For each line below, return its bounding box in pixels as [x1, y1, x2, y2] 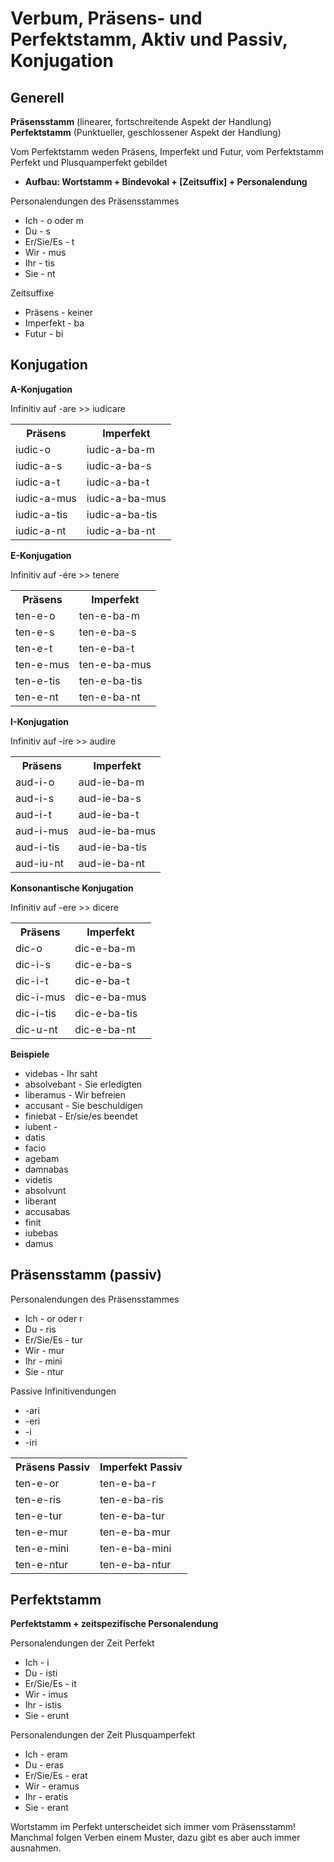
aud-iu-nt [15, 856, 65, 870]
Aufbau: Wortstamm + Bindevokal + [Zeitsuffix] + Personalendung [24, 176, 308, 187]
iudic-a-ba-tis [86, 507, 158, 521]
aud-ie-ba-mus [78, 823, 157, 837]
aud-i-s [15, 791, 55, 805]
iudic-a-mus [15, 491, 77, 505]
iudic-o [15, 442, 52, 456]
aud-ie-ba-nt [78, 856, 145, 870]
